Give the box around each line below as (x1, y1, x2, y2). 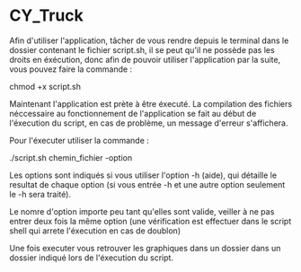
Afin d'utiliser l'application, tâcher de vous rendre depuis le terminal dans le (9, 35, 289, 46)
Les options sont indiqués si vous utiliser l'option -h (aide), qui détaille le (9, 170, 277, 180)
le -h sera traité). (9, 189, 72, 199)
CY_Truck (9, 5, 84, 26)
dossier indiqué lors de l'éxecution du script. (9, 252, 173, 263)
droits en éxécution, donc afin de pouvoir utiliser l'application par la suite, (9, 54, 281, 65)
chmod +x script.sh (9, 81, 82, 92)
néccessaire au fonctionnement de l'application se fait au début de (9, 108, 257, 118)
